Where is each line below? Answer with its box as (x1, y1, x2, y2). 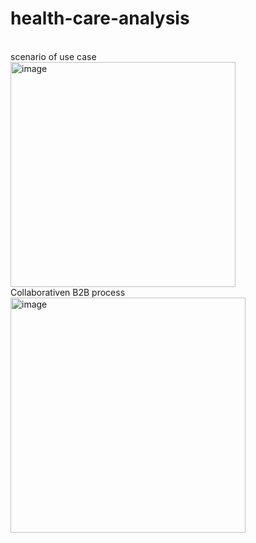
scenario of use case (10, 50, 97, 62)
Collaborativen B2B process (10, 286, 126, 298)
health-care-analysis (10, 7, 190, 30)
